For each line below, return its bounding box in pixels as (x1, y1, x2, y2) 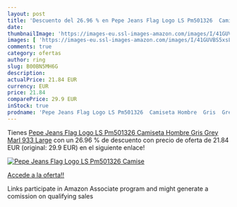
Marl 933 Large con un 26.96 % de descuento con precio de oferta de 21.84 (7, 136, 229, 144)
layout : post (7, 10, 46, 18)
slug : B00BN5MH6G (7, 63, 59, 70)
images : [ (7, 37, 37, 44)
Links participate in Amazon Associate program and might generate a (7, 184, 209, 193)
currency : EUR (7, 83, 49, 90)
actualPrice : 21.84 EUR (7, 76, 78, 83)
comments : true (7, 43, 52, 50)
